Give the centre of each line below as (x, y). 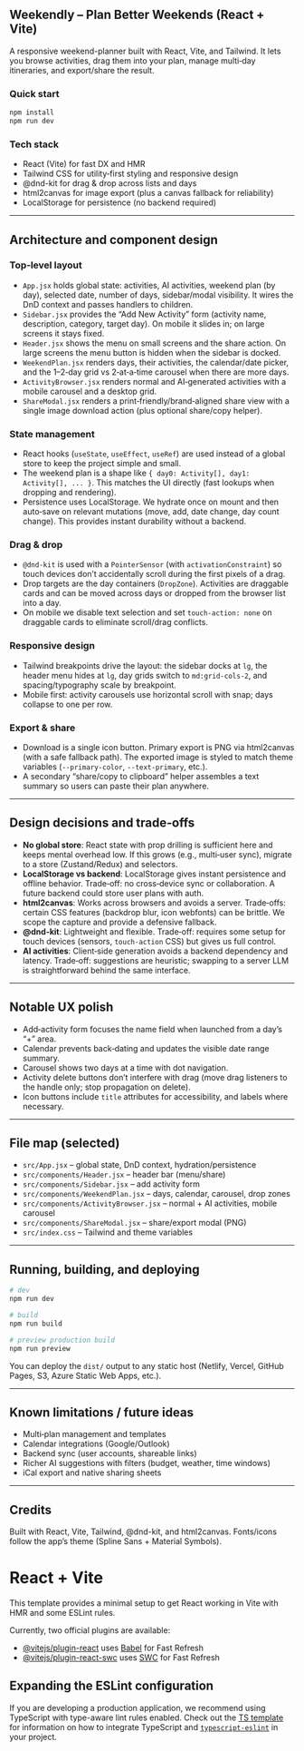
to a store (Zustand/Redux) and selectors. (100, 864)
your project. (33, 1736)
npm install (32, 112)
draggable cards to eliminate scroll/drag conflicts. (115, 622)
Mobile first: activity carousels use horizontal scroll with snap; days (147, 694)
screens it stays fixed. (63, 333)
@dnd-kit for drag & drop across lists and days (109, 183)
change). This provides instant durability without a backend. (134, 522)
